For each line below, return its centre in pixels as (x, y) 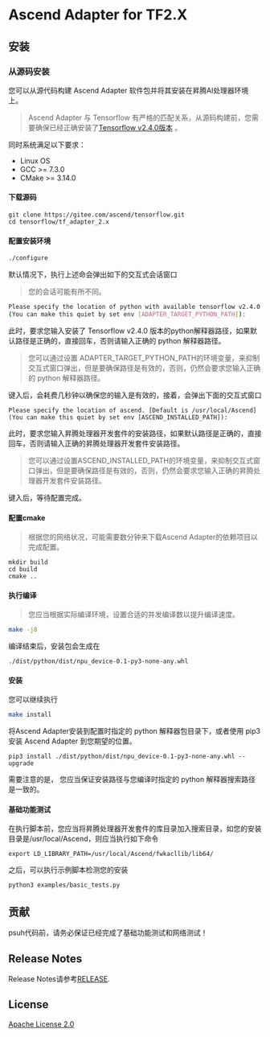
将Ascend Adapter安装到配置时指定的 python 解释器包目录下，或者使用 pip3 (135, 731)
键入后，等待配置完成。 (47, 497)
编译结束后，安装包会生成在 (54, 646)
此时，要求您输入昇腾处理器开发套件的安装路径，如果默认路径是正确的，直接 (135, 433)
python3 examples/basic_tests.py (64, 885)
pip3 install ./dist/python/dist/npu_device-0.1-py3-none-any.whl (122, 757)
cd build (23, 570)
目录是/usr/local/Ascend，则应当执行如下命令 (84, 839)
